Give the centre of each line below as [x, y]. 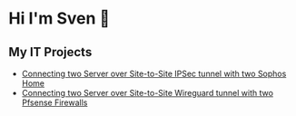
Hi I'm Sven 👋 [59, 19]
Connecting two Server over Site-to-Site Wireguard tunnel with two [148, 93]
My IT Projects [50, 52]
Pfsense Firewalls [54, 102]
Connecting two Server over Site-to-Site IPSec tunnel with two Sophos [154, 73]
